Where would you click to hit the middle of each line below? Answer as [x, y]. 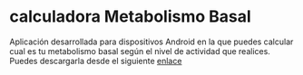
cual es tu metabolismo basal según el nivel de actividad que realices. [140, 51]
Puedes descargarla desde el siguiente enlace [96, 61]
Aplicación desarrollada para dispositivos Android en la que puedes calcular [151, 42]
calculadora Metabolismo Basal [130, 17]
